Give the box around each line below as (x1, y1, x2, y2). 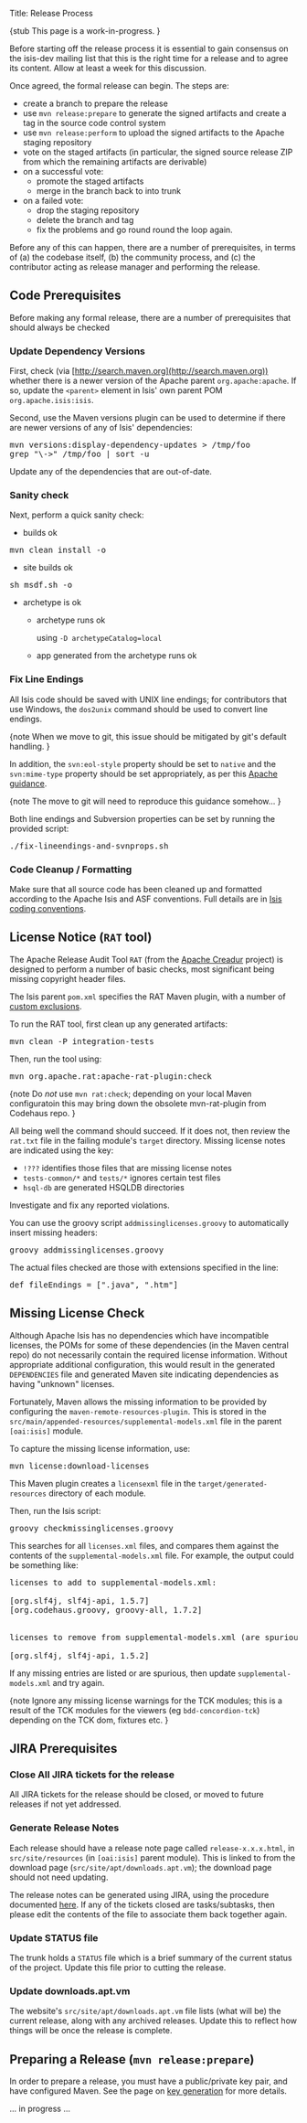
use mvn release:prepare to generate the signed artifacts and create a (22, 108, 287, 118)
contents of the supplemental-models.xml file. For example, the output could (9, 1550, 294, 1561)
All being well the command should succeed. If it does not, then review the (9, 1125, 291, 1136)
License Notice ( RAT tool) (9, 930, 153, 945)
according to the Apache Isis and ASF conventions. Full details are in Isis (9, 893, 282, 904)
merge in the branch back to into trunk (36, 186, 181, 196)
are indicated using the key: (9, 1145, 114, 1156)
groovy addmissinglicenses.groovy (9, 1244, 164, 1255)
